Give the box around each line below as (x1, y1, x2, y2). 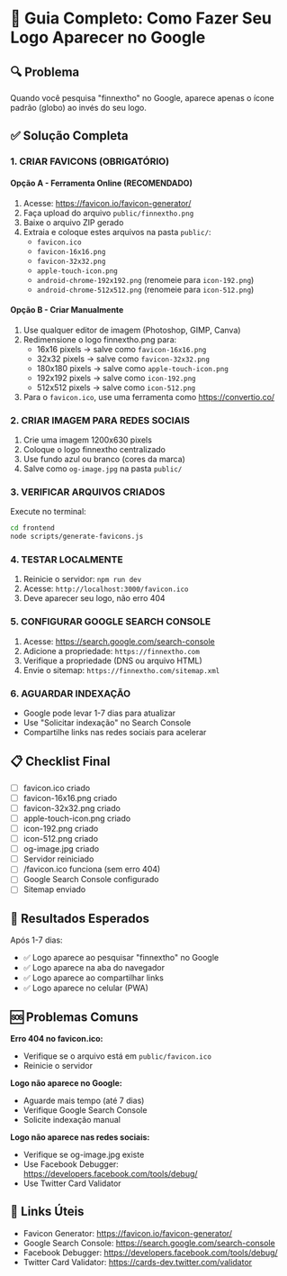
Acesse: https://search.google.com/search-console (22, 635, 215, 647)
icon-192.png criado (22, 824, 99, 834)
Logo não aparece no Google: (10, 1078, 122, 1089)
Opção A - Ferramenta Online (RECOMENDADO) (10, 178, 193, 188)
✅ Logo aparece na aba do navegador (22, 962, 166, 973)
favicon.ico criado (22, 782, 91, 793)
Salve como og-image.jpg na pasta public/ (22, 463, 183, 474)
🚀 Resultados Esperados (10, 910, 150, 926)
